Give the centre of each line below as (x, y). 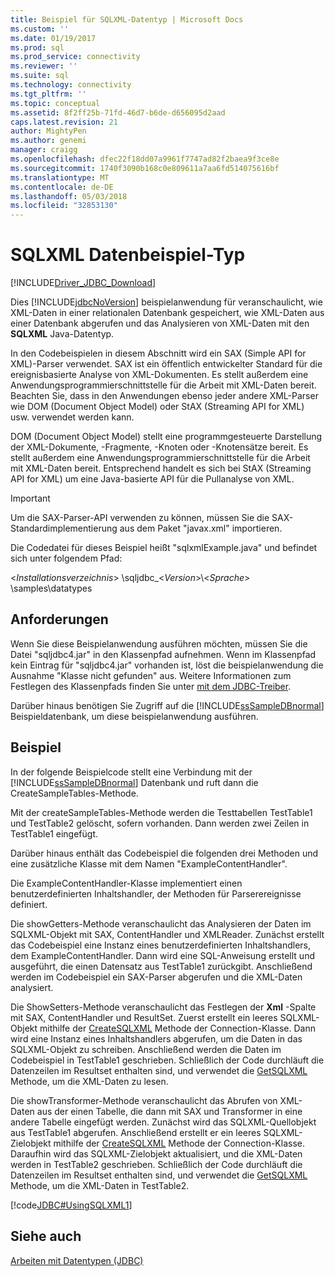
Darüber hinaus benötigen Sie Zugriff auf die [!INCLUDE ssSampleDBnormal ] (167, 705)
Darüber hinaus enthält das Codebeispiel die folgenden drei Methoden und (164, 853)
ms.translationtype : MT (60, 177)
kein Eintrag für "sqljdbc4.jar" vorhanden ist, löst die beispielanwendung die (167, 665)
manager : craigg (44, 150)
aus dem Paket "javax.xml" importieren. (201, 528)
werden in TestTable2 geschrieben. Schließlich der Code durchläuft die (156, 1164)
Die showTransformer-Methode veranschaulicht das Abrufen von (144, 1100)
